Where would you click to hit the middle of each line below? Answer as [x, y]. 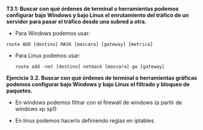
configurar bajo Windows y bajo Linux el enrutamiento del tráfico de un [98, 15]
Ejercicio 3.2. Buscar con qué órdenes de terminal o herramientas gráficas [102, 78]
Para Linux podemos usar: [48, 56]
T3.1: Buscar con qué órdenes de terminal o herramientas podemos [92, 9]
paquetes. [19, 91]
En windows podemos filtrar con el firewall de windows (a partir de [98, 102]
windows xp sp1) [36, 109]
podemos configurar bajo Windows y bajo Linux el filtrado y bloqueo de [98, 84]
